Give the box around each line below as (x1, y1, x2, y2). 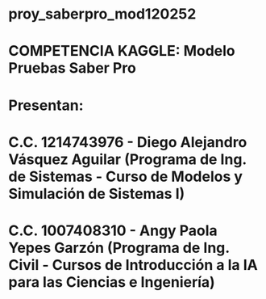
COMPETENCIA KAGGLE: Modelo (8, 42, 235, 61)
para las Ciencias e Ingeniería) (8, 272, 215, 291)
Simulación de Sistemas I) (8, 184, 185, 203)
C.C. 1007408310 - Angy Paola (8, 221, 218, 239)
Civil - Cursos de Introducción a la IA (8, 255, 258, 274)
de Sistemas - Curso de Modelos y (8, 167, 243, 186)
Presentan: (8, 96, 84, 114)
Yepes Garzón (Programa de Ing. (8, 238, 230, 257)
